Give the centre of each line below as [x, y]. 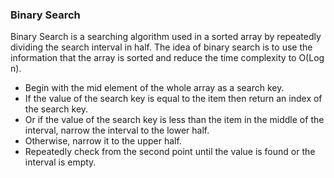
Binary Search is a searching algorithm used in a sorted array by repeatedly [166, 37]
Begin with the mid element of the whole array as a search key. [154, 88]
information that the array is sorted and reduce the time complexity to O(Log [167, 58]
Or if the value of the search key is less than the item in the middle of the [174, 120]
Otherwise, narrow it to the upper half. [103, 141]
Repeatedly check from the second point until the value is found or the [170, 152]
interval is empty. [60, 162]
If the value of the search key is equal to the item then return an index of [173, 99]
